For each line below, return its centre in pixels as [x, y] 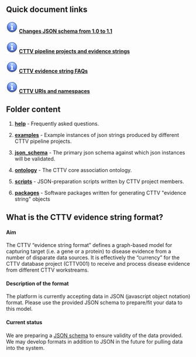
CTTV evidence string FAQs [54, 71]
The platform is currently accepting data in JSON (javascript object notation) [98, 296]
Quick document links [47, 10]
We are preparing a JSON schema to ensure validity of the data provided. [94, 335]
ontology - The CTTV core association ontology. [73, 170]
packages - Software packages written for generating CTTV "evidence [100, 193]
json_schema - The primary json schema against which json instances [100, 152]
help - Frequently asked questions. [57, 123]
